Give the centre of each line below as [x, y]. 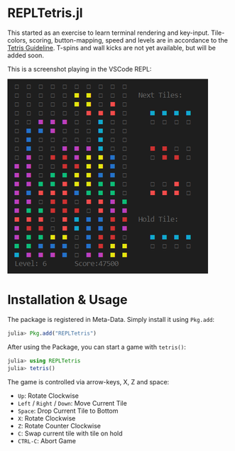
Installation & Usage [67, 300]
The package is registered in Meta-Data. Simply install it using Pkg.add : [111, 319]
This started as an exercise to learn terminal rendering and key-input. [108, 33]
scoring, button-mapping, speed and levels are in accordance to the [129, 40]
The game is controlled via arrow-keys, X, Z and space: [88, 382]
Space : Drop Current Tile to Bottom [68, 411]
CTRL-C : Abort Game [47, 440]
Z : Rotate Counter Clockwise [59, 425]
